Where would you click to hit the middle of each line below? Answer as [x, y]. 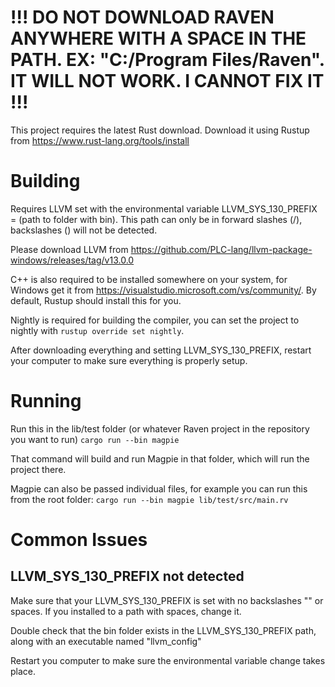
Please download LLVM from [69, 249]
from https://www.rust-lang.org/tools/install [100, 140]
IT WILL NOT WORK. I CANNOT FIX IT [167, 81]
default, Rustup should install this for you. [96, 300]
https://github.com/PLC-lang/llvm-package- [221, 249]
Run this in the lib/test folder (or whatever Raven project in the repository [160, 428]
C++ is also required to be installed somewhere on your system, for [149, 279]
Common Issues [79, 540]
